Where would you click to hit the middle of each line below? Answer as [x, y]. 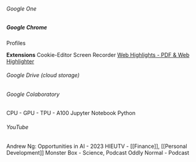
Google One [21, 9]
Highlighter [21, 61]
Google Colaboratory [33, 94]
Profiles [16, 43]
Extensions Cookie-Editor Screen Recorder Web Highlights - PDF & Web [98, 54]
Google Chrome [27, 28]
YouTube [17, 127]
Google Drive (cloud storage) [43, 75]
